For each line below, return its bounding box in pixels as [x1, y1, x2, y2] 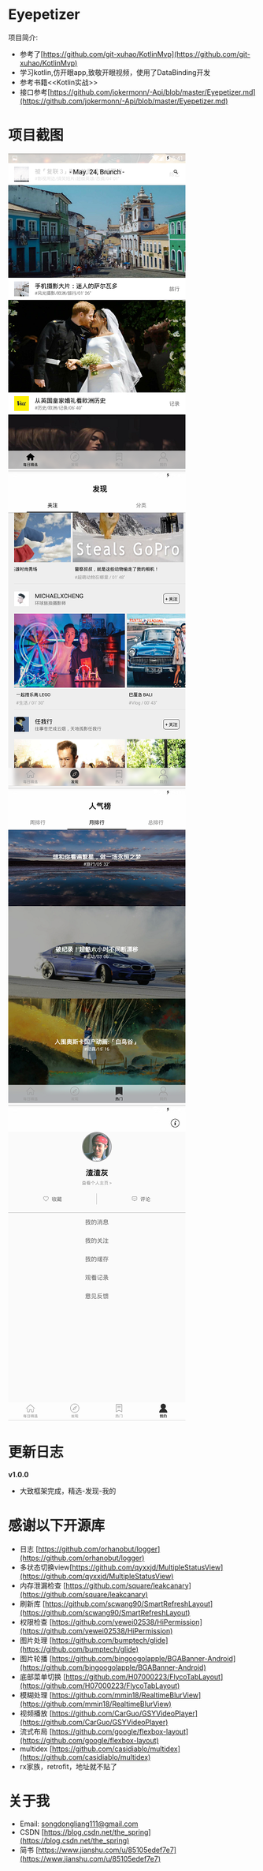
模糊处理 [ [19, 1690, 53, 1700]
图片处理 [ [19, 1635, 53, 1645]
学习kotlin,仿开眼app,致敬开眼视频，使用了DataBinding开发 [19, 67, 211, 77]
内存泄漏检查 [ [19, 1581, 66, 1590]
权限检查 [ [19, 1617, 53, 1626]
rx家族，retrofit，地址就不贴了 [19, 1761, 118, 1771]
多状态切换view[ [19, 1562, 72, 1572]
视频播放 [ [19, 1708, 53, 1718]
